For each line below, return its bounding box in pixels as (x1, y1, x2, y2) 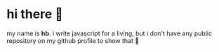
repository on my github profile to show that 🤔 (6, 36, 140, 44)
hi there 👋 (6, 6, 64, 22)
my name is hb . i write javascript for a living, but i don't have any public (6, 29, 212, 37)
